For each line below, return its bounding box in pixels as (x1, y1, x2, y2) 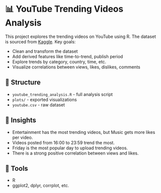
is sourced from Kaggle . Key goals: (5, 38, 76, 44)
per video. (12, 134, 33, 140)
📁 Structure (5, 78, 41, 87)
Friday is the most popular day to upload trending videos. (12, 145, 128, 151)
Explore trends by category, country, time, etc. (12, 59, 107, 64)
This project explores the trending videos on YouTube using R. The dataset (5, 33, 156, 39)
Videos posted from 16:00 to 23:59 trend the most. (12, 139, 115, 145)
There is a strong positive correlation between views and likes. (12, 150, 139, 156)
